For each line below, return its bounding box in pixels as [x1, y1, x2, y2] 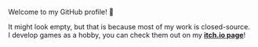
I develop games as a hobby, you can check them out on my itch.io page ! [8, 31, 245, 39]
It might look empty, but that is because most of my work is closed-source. [8, 22, 251, 31]
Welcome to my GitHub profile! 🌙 [8, 8, 114, 16]
